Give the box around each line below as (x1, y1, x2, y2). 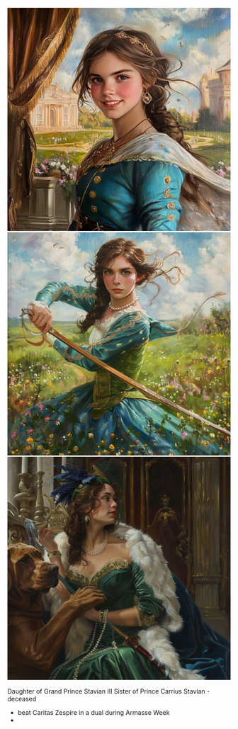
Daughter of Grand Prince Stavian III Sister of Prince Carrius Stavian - (7, 687, 210, 695)
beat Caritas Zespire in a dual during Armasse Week (17, 708, 170, 716)
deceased (7, 695, 37, 703)
